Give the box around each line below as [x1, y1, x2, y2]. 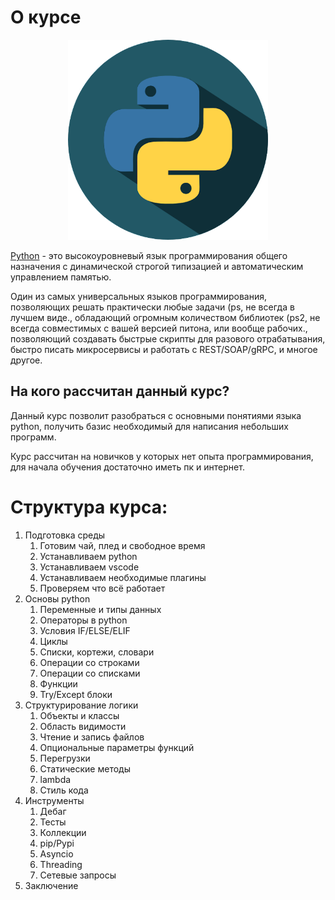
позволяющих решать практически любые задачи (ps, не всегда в [10, 301, 295, 313]
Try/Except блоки [39, 688, 113, 700]
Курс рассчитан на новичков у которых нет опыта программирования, [10, 450, 314, 462]
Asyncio [39, 847, 74, 860]
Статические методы [39, 762, 131, 775]
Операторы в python [39, 614, 128, 626]
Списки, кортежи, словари [39, 646, 155, 658]
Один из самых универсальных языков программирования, [10, 290, 268, 302]
